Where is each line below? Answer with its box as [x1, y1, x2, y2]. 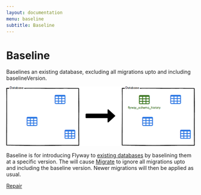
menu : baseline [6, 16, 44, 22]
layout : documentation [6, 10, 63, 16]
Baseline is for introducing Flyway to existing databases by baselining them [6, 152, 191, 159]
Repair [6, 182, 23, 190]
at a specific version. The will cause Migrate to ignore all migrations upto [6, 158, 185, 165]
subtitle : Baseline [6, 22, 55, 28]
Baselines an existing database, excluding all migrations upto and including [6, 69, 191, 76]
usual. [6, 171, 22, 178]
